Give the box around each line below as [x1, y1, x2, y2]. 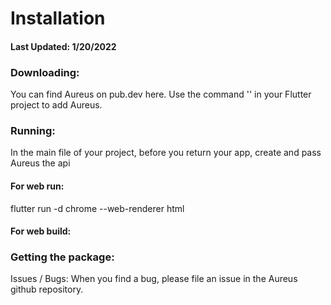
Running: [10, 124, 56, 137]
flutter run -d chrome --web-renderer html [10, 202, 185, 214]
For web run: [10, 180, 65, 192]
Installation [10, 7, 106, 30]
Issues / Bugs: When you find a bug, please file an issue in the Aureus [10, 273, 298, 285]
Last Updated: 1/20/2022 [10, 40, 117, 52]
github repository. [10, 283, 84, 296]
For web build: [10, 225, 72, 237]
